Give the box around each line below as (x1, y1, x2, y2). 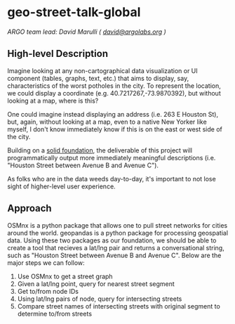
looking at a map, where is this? (7, 96, 99, 105)
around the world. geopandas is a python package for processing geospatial (7, 228, 229, 237)
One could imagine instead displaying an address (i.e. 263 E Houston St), (7, 110, 219, 118)
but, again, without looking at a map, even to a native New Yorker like (7, 117, 207, 126)
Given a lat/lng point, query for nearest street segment (17, 279, 175, 288)
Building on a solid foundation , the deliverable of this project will (7, 145, 193, 155)
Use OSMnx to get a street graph (17, 272, 114, 280)
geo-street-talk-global (7, 4, 141, 20)
